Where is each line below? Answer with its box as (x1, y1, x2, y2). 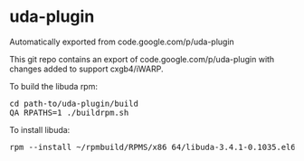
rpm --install (9, 142, 72, 152)
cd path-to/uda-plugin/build (9, 98, 138, 109)
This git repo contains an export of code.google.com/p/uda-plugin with (9, 53, 275, 64)
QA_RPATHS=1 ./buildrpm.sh (9, 107, 129, 118)
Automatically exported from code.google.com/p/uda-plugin (9, 36, 235, 47)
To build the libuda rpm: (9, 80, 98, 91)
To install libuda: (9, 124, 71, 135)
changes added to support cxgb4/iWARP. (9, 63, 164, 74)
